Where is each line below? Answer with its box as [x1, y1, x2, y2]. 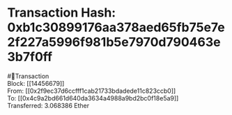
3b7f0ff [7, 49, 53, 65]
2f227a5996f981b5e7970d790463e [7, 35, 221, 50]
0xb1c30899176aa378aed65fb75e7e [7, 19, 225, 35]
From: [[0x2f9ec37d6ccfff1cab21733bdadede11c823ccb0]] [7, 87, 176, 95]
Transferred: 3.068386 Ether [7, 101, 90, 109]
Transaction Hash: [7, 5, 116, 21]
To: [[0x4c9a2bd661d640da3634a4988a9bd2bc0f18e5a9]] [7, 94, 179, 102]
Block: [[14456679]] [7, 79, 65, 87]
